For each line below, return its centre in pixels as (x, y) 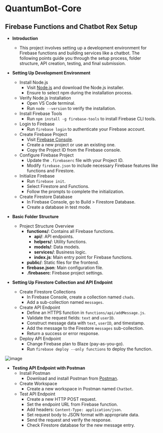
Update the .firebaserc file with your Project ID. (75, 160)
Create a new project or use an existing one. (71, 145)
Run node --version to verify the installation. (71, 108)
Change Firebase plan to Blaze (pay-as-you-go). (75, 344)
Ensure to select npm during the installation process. (80, 93)
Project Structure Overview (47, 226)
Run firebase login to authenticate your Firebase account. (86, 129)
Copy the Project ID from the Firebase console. (74, 150)
